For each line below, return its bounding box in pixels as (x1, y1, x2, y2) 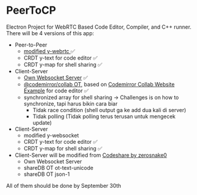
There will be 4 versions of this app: (6, 29, 94, 36)
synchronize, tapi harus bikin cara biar (23, 100, 118, 107)
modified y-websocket (23, 132, 79, 139)
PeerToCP (6, 4, 57, 17)
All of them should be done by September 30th (6, 182, 121, 189)
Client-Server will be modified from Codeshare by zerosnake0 (14, 151, 167, 159)
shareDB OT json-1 (23, 171, 70, 178)
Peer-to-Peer (14, 41, 48, 48)
